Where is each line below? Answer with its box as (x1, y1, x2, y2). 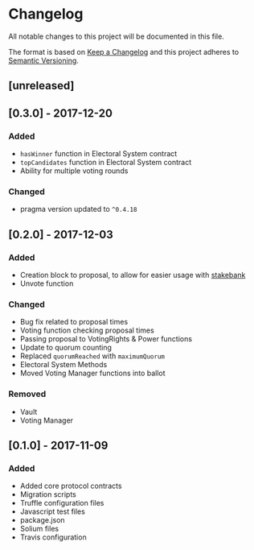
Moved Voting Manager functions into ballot (19, 368, 166, 378)
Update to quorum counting (19, 343, 113, 353)
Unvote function (19, 279, 74, 288)
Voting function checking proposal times (19, 325, 154, 335)
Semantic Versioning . (8, 56, 79, 65)
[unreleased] (8, 79, 75, 93)
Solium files (19, 524, 59, 534)
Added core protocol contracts (19, 481, 122, 491)
